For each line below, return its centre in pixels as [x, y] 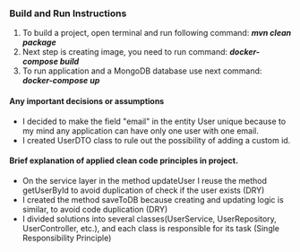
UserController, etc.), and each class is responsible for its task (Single [151, 228]
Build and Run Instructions [68, 13]
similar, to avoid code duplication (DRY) [95, 209]
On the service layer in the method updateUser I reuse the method [144, 180]
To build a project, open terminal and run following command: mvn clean [157, 33]
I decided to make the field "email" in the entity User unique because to [154, 121]
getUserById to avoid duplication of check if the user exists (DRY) [143, 190]
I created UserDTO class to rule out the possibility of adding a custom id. [156, 140]
